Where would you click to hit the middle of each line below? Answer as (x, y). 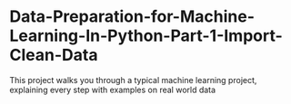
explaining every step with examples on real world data (113, 90)
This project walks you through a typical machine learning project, (133, 80)
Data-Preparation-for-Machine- (132, 17)
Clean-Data (54, 55)
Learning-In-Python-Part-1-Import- (146, 36)
